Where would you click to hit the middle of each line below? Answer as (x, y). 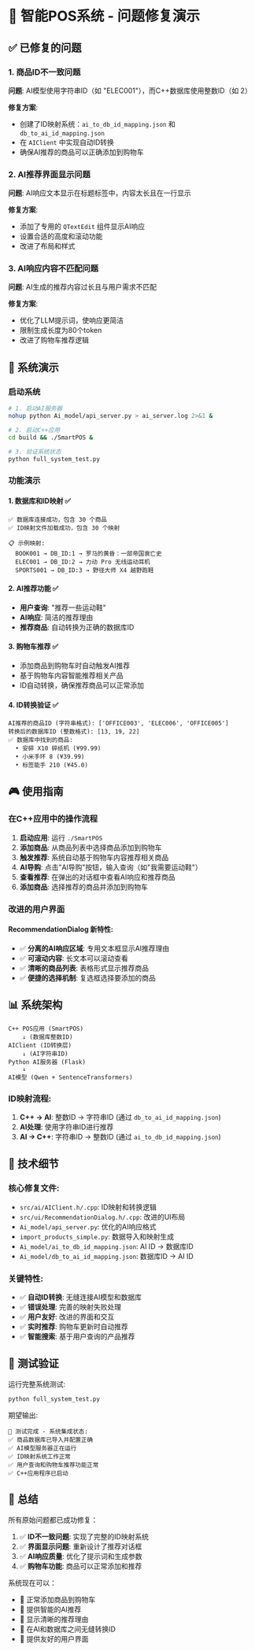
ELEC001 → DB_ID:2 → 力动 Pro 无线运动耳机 (83, 562)
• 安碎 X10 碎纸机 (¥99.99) (58, 748)
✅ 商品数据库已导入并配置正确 (50, 1440)
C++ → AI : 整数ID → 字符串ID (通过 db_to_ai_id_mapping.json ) (120, 1117)
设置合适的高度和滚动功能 (61, 236)
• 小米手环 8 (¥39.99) (50, 757)
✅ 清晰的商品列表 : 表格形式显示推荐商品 (84, 968)
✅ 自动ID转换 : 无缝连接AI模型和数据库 (81, 1297)
